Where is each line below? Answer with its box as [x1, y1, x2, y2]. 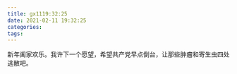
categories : [7, 23, 42, 30]
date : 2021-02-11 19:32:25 [7, 17, 87, 24]
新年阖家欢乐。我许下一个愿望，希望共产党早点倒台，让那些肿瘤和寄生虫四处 [7, 50, 230, 58]
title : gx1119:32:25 [7, 10, 68, 18]
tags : [7, 30, 23, 37]
